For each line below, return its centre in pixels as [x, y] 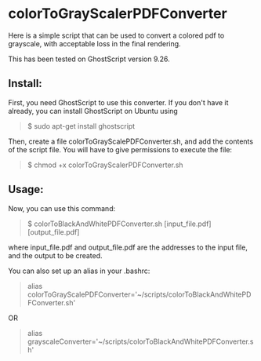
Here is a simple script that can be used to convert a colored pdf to [116, 35]
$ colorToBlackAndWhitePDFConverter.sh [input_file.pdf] [119, 224]
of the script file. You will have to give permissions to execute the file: [120, 149]
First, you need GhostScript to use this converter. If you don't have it [118, 102]
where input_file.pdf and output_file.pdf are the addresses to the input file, [128, 247]
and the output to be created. [56, 255]
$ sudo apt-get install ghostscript [81, 126]
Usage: [26, 190]
